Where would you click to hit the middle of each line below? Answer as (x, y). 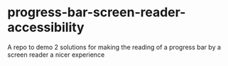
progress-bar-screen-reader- (97, 12)
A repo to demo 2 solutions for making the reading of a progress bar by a (114, 47)
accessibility (46, 27)
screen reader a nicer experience (56, 55)
